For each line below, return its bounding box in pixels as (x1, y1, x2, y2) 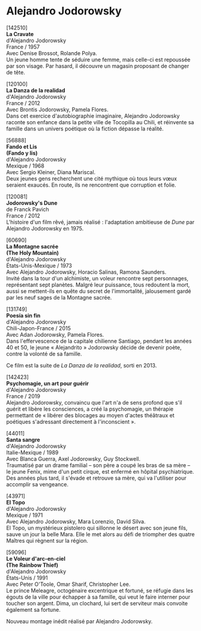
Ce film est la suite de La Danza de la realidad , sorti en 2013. (6, 361, 157, 369)
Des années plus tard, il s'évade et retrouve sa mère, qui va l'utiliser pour (6, 474, 187, 482)
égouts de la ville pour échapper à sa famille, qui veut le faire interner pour (6, 593, 191, 600)
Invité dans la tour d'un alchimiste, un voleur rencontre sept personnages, (6, 274, 189, 282)
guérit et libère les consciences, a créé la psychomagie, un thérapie (6, 405, 174, 412)
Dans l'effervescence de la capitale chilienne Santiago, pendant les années (6, 337, 192, 345)
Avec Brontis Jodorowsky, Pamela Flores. (6, 106, 109, 113)
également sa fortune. (6, 606, 61, 613)
